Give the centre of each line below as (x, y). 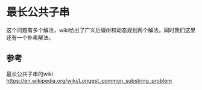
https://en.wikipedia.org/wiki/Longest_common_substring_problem (89, 80)
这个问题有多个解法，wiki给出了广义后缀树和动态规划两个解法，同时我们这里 (101, 30)
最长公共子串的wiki (30, 74)
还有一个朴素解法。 (30, 37)
